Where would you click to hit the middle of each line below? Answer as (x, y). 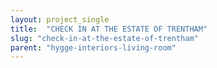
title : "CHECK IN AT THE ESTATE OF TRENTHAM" (109, 29)
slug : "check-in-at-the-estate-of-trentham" (104, 38)
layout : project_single (60, 19)
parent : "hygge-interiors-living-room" (93, 47)
